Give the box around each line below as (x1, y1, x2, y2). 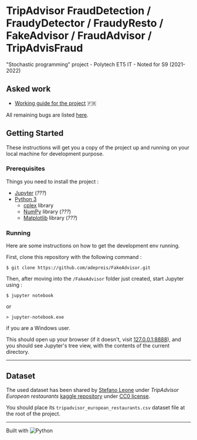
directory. (6, 349, 29, 356)
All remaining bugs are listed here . (6, 111, 89, 118)
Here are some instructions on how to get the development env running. (6, 242, 180, 250)
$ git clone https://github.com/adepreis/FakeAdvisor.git (6, 265, 151, 271)
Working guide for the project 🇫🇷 (14, 100, 97, 107)
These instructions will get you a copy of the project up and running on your (6, 144, 189, 151)
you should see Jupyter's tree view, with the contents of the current (6, 342, 170, 349)
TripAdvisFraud (6, 42, 83, 55)
